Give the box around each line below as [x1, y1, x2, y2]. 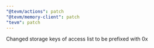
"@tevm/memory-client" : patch [6, 14, 80, 20]
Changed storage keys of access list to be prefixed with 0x [6, 36, 148, 43]
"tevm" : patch [6, 19, 41, 25]
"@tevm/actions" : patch [6, 8, 64, 15]
